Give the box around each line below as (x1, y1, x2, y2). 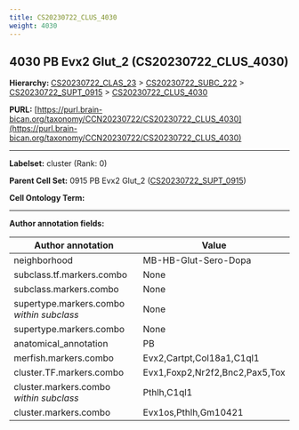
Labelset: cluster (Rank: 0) (9, 158, 108, 169)
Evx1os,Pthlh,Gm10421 (142, 406, 244, 418)
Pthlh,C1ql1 (142, 386, 193, 399)
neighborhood (13, 254, 74, 267)
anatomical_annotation (13, 338, 109, 350)
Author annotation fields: (9, 219, 105, 229)
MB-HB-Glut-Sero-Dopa (142, 254, 252, 267)
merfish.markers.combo (13, 352, 114, 364)
